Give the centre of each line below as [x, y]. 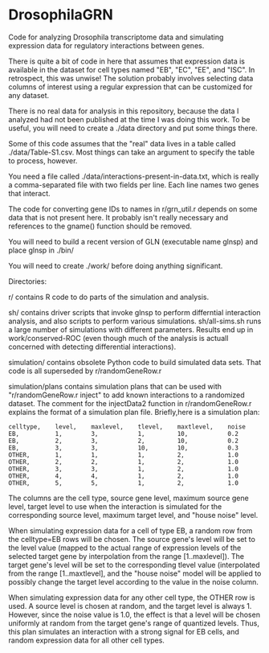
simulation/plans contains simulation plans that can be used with [115, 386]
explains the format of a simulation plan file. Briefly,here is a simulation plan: [134, 412]
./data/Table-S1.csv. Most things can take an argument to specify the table [132, 152]
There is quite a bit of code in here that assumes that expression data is [126, 61]
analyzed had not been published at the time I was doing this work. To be [129, 119]
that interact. [29, 193]
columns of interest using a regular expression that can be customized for [130, 87]
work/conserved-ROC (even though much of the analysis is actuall [118, 338]
